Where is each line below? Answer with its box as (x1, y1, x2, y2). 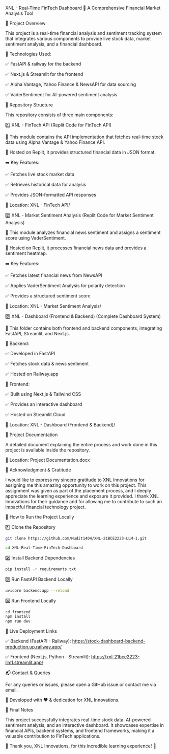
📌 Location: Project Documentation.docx (5, 457, 90, 463)
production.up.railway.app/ (5, 644, 62, 650)
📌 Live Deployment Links (5, 628, 58, 634)
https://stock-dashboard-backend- (72, 638, 146, 644)
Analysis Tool (5, 10, 34, 16)
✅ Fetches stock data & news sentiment (5, 361, 89, 367)
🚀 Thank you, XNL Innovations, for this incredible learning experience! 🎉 (5, 743, 156, 749)
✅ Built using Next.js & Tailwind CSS (5, 391, 81, 397)
